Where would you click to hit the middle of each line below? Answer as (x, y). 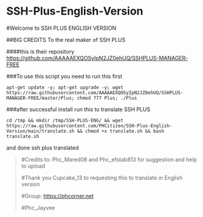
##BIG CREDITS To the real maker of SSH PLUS (66, 40)
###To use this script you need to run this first (64, 76)
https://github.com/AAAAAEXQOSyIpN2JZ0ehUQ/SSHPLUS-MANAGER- (97, 58)
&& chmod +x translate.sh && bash (121, 131)
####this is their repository (40, 51)
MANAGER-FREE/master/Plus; (40, 98)
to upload (33, 166)
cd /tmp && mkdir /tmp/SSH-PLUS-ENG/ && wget (65, 120)
